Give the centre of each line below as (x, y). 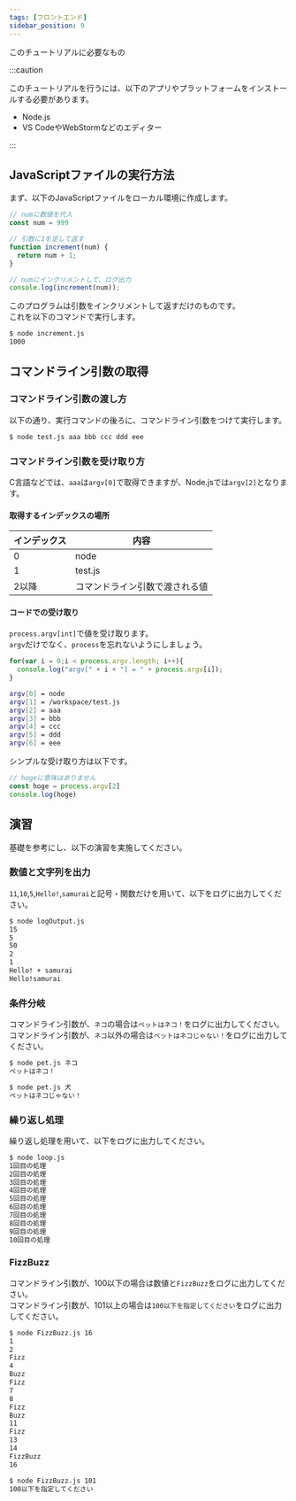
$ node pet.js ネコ (43, 1064)
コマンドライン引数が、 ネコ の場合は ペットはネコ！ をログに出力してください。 (147, 1025)
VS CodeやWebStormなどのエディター (92, 127)
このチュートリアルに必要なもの (67, 52)
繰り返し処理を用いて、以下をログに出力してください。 (110, 1141)
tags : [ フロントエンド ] (48, 17)
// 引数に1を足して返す (47, 239)
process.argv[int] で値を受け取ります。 (81, 633)
